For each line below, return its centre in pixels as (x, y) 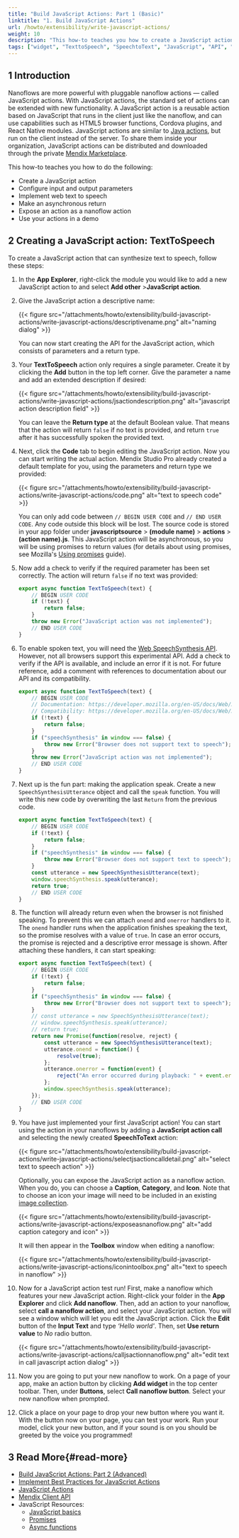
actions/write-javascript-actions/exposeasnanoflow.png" (101, 1224)
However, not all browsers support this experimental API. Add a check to (124, 656)
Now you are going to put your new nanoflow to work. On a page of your (124, 1376)
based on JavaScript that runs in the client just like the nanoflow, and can (115, 115)
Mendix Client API (44, 1497)
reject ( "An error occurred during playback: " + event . (141, 1076)
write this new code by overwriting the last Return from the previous (117, 799)
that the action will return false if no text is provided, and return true (118, 430)
